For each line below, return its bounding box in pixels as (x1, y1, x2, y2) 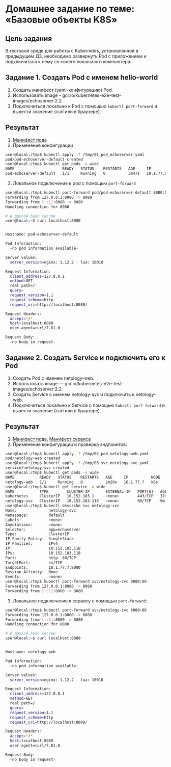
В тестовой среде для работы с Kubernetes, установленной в (5, 48, 138, 54)
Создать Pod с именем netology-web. (12, 375, 95, 381)
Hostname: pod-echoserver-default (5, 232, 79, 237)
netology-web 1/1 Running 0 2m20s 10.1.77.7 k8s (5, 480, 158, 485)
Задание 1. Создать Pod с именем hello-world (5, 73, 158, 82)
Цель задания (5, 34, 52, 43)
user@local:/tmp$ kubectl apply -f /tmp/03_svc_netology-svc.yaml (5, 461, 149, 466)
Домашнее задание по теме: (5, 3, 135, 15)
